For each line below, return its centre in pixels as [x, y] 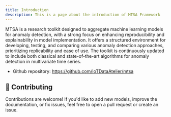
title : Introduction [27, 10]
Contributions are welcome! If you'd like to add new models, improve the [81, 99]
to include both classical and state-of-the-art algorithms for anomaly [77, 56]
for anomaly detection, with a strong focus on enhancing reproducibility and [85, 34]
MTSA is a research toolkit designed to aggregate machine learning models [84, 29]
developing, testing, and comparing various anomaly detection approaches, [84, 45]
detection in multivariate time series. [43, 61]
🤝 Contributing [29, 87]
